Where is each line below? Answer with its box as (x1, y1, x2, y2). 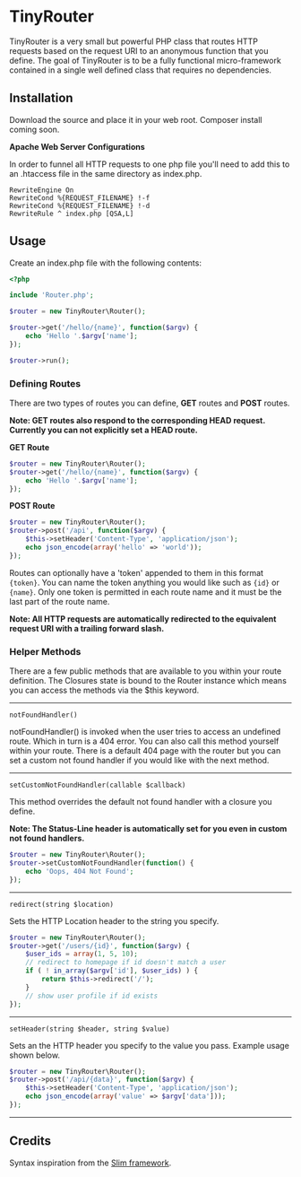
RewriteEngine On (9, 186, 74, 195)
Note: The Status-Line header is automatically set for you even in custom (9, 824, 288, 834)
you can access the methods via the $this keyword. (9, 684, 200, 696)
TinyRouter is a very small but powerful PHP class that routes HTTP (9, 36, 258, 47)
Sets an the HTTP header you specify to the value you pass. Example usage (9, 1040, 289, 1051)
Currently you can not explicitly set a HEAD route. (9, 424, 199, 435)
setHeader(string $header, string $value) (9, 1024, 170, 1033)
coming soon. (9, 124, 60, 135)
